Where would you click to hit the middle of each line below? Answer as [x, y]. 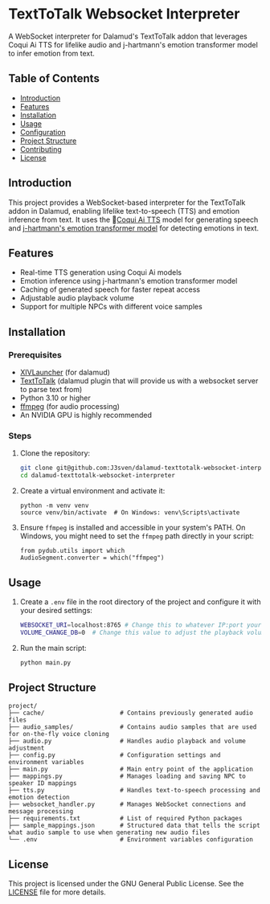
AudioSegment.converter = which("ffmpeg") [92, 558]
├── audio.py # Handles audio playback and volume [127, 741]
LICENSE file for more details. [57, 892]
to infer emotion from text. [51, 53]
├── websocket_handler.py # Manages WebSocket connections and [127, 804]
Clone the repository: [55, 453]
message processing [41, 812]
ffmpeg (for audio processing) [70, 407]
